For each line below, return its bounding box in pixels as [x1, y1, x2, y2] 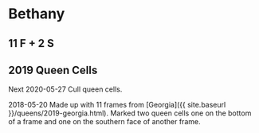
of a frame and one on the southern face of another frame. [8, 117, 201, 127]
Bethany [8, 5, 65, 23]
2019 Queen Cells [8, 63, 98, 76]
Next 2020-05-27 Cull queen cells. [8, 84, 123, 94]
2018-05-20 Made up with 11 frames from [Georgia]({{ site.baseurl [8, 100, 226, 110]
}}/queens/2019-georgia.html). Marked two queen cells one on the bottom [8, 108, 252, 118]
